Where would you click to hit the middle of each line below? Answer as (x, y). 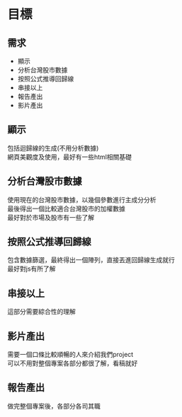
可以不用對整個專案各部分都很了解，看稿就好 (73, 363)
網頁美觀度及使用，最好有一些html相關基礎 (70, 157)
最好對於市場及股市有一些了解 (51, 217)
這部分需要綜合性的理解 (41, 312)
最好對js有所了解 (32, 269)
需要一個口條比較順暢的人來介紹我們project (70, 355)
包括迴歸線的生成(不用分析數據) (53, 148)
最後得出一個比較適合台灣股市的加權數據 (66, 208)
